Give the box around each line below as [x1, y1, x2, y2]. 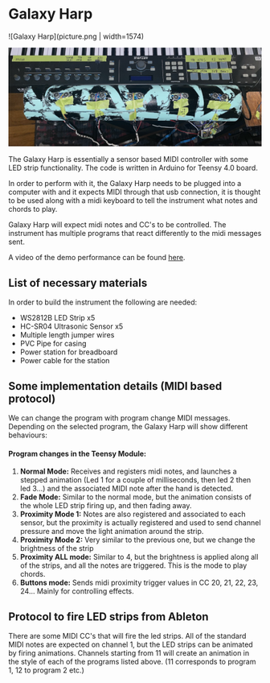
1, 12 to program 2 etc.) [8, 665, 84, 675]
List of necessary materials [8, 275, 148, 290]
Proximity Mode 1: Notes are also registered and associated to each [19, 509, 246, 519]
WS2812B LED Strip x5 [19, 313, 96, 323]
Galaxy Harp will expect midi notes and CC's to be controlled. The [8, 220, 227, 230]
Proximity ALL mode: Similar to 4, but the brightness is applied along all [19, 553, 259, 562]
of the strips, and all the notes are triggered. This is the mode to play [19, 561, 247, 570]
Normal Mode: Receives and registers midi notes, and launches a [19, 466, 237, 476]
